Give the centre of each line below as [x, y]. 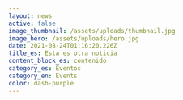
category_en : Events [43, 76]
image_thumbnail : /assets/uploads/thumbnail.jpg [92, 31]
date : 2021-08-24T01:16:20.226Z [63, 46]
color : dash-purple [41, 83]
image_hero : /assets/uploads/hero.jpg [74, 38]
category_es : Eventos [45, 69]
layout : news [30, 16]
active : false [32, 23]
